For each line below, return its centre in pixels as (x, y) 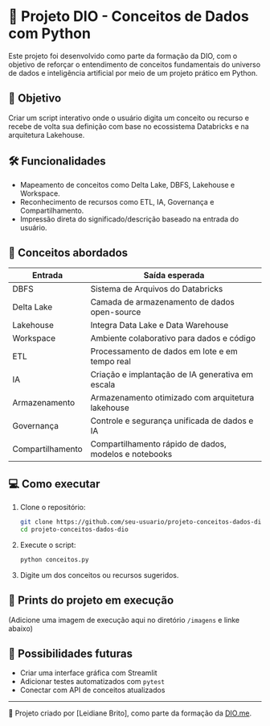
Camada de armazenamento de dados (163, 302)
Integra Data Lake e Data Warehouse (160, 326)
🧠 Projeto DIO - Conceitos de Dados (129, 17)
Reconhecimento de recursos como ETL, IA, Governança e (117, 201)
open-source (116, 312)
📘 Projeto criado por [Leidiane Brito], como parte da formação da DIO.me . (130, 713)
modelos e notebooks (131, 454)
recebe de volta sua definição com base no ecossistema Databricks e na (129, 126)
